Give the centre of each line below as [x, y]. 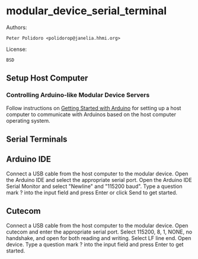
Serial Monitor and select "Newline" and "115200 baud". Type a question [94, 186]
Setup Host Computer [47, 78]
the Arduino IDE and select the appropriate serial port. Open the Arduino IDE [99, 180]
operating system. [28, 120]
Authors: [17, 27]
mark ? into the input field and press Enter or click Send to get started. [92, 192]
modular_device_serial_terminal [87, 11]
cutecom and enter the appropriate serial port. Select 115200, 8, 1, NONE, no [99, 232]
